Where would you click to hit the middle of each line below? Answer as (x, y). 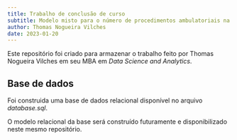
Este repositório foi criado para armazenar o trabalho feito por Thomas (111, 54)
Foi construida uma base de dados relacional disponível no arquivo (105, 100)
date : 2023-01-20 (33, 34)
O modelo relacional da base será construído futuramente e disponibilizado (117, 122)
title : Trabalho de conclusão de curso (66, 14)
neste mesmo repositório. (45, 129)
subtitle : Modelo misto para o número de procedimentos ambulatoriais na (119, 21)
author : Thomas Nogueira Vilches (57, 27)
